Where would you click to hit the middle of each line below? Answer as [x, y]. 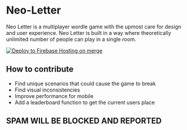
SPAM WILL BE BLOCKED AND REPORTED [84, 121]
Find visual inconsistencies [47, 90]
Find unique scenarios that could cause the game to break [85, 83]
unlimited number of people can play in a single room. [71, 39]
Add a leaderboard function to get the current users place [85, 102]
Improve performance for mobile [54, 96]
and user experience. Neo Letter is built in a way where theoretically [89, 32]
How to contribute [40, 69]
